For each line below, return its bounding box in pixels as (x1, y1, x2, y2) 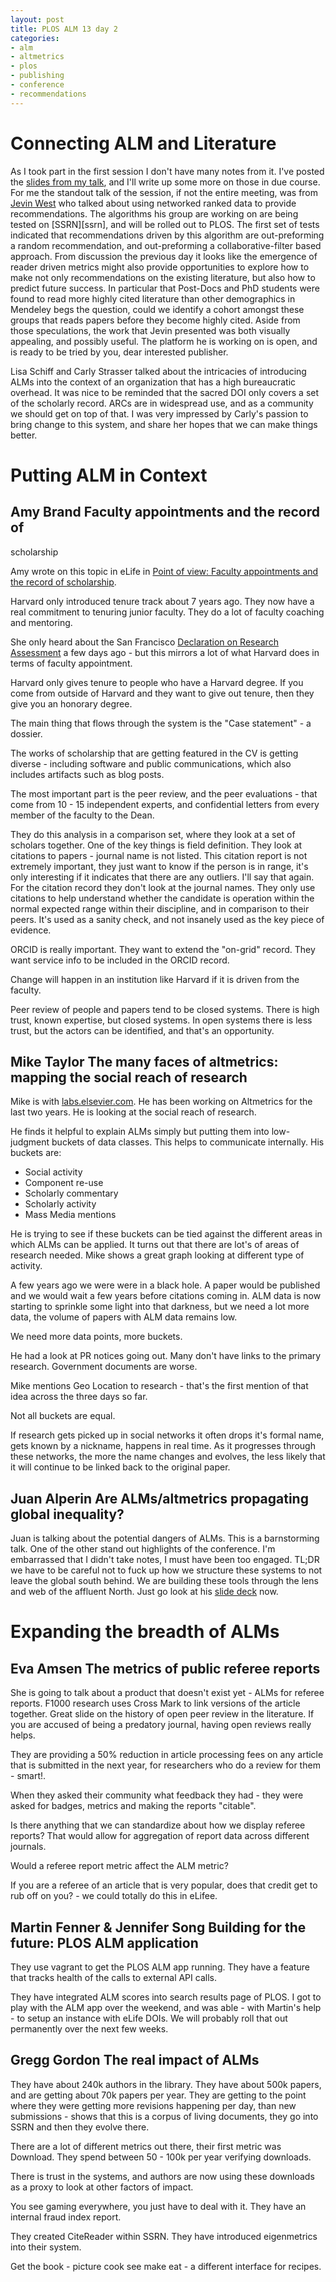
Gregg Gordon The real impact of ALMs (10, 2052, 260, 2069)
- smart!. (10, 1770, 47, 1782)
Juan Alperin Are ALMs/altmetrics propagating (10, 1490, 309, 1507)
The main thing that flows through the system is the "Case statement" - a (10, 717, 312, 729)
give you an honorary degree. (10, 697, 133, 710)
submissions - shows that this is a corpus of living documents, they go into (10, 2110, 319, 2122)
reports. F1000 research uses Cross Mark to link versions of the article (10, 1697, 301, 1710)
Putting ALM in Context (10, 464, 208, 486)
